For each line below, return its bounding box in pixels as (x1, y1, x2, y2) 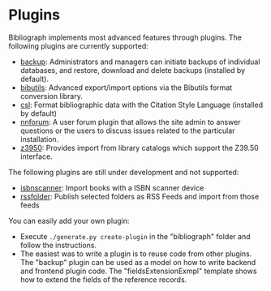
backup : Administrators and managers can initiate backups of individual (19, 57, 260, 66)
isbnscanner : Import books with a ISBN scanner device (19, 182, 204, 192)
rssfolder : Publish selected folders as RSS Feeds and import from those (19, 191, 260, 201)
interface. (19, 152, 53, 161)
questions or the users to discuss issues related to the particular (19, 126, 235, 135)
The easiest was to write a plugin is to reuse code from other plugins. (19, 249, 252, 259)
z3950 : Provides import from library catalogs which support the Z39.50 (19, 143, 260, 152)
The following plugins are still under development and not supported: (8, 167, 239, 177)
